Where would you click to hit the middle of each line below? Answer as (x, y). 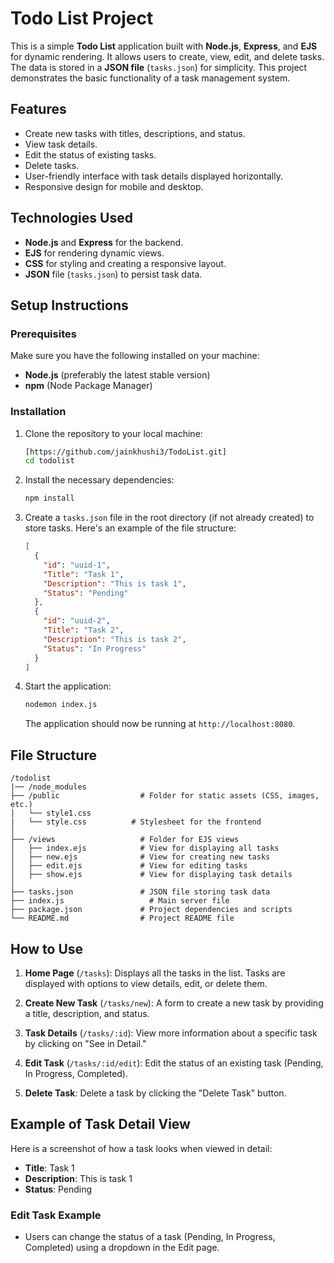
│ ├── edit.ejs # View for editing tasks (129, 866)
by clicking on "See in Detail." (85, 1043)
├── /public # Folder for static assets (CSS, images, (165, 796)
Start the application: (68, 686)
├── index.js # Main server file (120, 901)
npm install (49, 498)
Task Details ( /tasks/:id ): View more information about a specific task (171, 1033)
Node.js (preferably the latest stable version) (117, 375)
